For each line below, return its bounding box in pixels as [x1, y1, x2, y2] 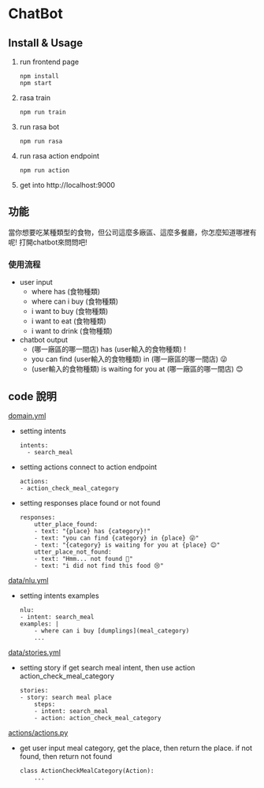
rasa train [19, 93, 51, 103]
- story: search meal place [19, 693, 112, 701]
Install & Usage [8, 36, 84, 50]
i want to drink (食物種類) [31, 327, 113, 336]
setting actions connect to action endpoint [19, 462, 158, 472]
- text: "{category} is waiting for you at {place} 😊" [34, 541, 221, 549]
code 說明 [8, 390, 57, 403]
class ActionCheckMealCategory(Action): [19, 767, 154, 775]
